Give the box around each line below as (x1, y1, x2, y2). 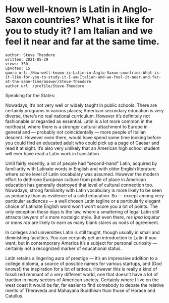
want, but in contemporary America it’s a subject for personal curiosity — (5, 240, 157, 246)
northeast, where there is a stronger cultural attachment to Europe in (5, 123, 148, 129)
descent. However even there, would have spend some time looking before (5, 134, 161, 140)
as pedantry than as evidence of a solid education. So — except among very (5, 192, 164, 198)
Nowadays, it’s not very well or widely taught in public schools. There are (5, 102, 157, 108)
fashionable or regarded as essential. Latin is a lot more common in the (5, 118, 153, 124)
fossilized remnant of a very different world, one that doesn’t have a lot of (5, 271, 158, 277)
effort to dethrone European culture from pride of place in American (5, 176, 146, 183)
